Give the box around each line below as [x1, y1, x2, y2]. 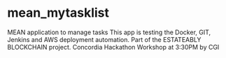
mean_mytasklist [7, 5, 110, 21]
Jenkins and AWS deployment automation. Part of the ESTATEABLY [7, 35, 202, 43]
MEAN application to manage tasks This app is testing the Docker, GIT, [7, 28, 211, 36]
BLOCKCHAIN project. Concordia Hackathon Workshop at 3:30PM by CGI [7, 43, 220, 51]
